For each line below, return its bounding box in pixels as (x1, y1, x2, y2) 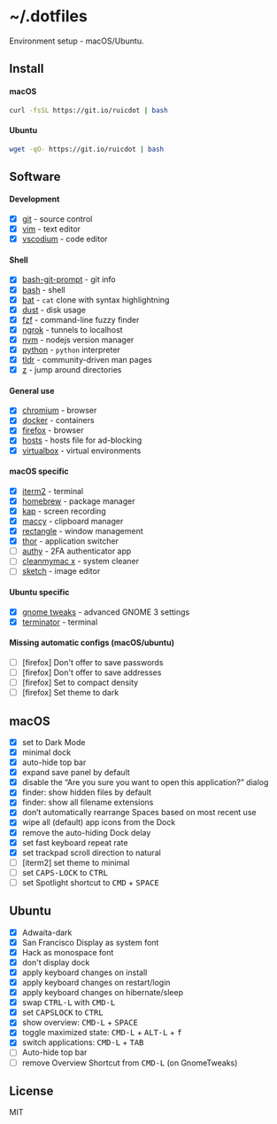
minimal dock (21, 747, 72, 758)
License (9, 1083, 54, 1098)
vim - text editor (21, 224, 81, 234)
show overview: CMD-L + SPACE (21, 1018, 139, 1028)
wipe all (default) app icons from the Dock (21, 817, 176, 828)
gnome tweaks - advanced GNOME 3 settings (21, 606, 190, 617)
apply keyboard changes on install (21, 967, 148, 978)
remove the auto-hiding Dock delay (21, 827, 151, 837)
